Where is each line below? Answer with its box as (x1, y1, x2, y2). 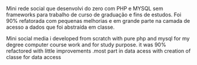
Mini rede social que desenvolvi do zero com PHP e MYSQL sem (6, 5, 164, 12)
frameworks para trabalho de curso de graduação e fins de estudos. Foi (6, 11, 182, 18)
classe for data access (6, 54, 62, 60)
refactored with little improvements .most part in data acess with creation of (6, 47, 191, 54)
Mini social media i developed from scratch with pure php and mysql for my (6, 35, 190, 42)
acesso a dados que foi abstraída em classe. (6, 23, 115, 30)
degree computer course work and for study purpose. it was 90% (6, 41, 167, 48)
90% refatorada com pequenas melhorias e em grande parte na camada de (6, 18, 190, 24)
